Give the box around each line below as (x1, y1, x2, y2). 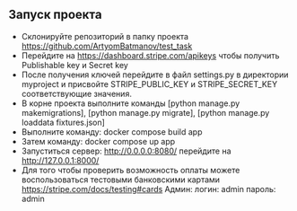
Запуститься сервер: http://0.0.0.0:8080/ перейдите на (21, 145, 231, 156)
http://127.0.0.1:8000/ (21, 154, 100, 165)
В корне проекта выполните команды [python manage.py (21, 98, 240, 109)
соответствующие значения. (21, 88, 132, 99)
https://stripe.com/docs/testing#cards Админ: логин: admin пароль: (21, 183, 276, 194)
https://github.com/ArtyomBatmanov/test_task (21, 40, 193, 51)
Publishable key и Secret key (21, 59, 129, 70)
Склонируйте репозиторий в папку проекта (21, 31, 189, 41)
